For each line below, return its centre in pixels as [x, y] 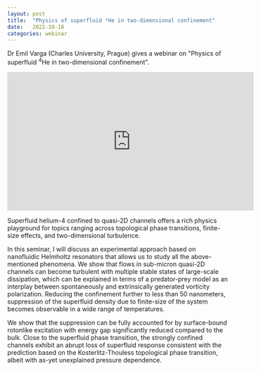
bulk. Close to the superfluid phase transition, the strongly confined [105, 337]
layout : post [26, 14]
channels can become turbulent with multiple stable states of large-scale [113, 271]
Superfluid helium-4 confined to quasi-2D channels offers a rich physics [112, 220]
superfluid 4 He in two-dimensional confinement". [78, 62]
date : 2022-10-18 [36, 27]
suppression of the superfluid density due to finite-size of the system [108, 301]
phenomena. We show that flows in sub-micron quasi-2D [122, 264]
